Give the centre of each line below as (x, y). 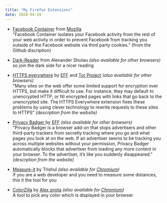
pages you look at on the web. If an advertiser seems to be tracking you (87, 138)
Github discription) (32, 50)
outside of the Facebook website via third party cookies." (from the (82, 45)
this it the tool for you (34, 180)
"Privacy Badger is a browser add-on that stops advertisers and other (84, 127)
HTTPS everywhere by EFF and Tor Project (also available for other (82, 75)
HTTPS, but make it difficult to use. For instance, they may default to (83, 91)
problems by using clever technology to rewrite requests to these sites (85, 107)
